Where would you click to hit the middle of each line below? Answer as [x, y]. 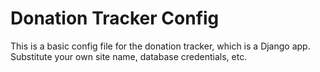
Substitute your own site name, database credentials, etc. [129, 56]
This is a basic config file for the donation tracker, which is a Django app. [160, 46]
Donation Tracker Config [115, 18]
